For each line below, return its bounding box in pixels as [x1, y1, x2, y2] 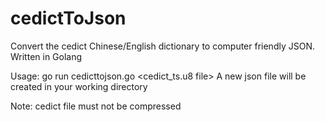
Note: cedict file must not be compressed [10, 100, 182, 112]
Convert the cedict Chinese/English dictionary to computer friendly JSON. [10, 40, 315, 52]
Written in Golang [10, 50, 83, 62]
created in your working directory [10, 80, 148, 92]
